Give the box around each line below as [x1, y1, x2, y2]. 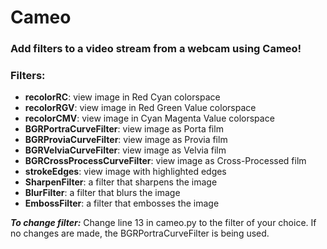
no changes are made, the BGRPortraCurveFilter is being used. [10, 227, 270, 240]
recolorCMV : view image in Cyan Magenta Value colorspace [24, 112, 275, 125]
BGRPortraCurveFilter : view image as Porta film [24, 123, 224, 135]
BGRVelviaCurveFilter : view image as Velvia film [24, 144, 227, 156]
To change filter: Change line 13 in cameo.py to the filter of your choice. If [10, 217, 317, 229]
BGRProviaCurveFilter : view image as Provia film [24, 134, 228, 146]
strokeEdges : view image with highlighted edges [24, 166, 227, 178]
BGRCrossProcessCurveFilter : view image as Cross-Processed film [24, 155, 307, 167]
